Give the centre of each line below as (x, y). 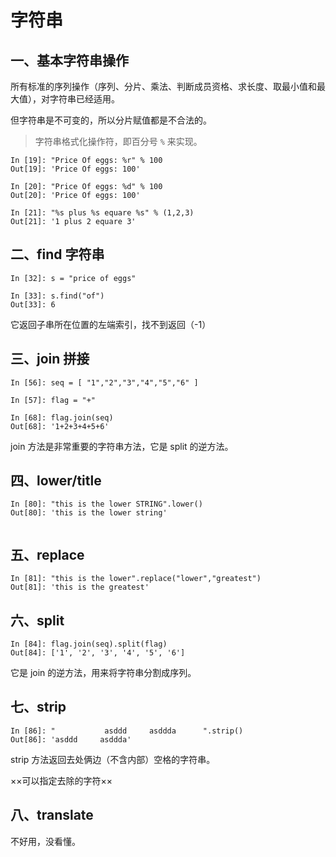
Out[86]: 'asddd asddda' (71, 739)
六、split (37, 620)
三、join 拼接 (50, 359)
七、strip (38, 707)
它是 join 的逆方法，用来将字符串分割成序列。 (103, 673)
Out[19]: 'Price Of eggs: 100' (75, 169)
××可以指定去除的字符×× (61, 780)
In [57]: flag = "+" (53, 400)
